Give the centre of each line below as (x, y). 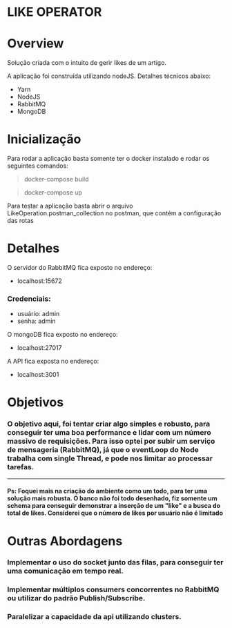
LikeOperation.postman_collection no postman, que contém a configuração (114, 213)
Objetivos (36, 403)
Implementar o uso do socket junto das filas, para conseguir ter (115, 562)
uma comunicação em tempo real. (66, 571)
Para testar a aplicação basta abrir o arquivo (70, 206)
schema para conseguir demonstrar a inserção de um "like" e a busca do (114, 506)
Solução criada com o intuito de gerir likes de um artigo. (87, 63)
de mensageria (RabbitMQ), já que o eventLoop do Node (103, 450)
